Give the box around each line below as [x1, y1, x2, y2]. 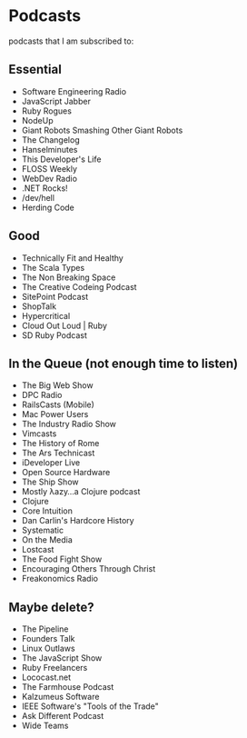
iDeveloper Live [21, 457, 81, 468]
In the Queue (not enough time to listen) [8, 355, 238, 371]
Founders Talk [21, 633, 75, 644]
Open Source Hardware [21, 467, 111, 478]
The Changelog [21, 134, 80, 145]
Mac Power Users [21, 409, 89, 420]
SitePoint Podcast [21, 291, 89, 302]
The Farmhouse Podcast [21, 682, 114, 693]
